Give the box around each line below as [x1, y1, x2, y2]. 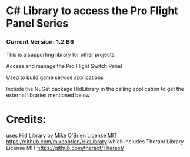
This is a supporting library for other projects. [6, 51, 116, 58]
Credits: [6, 112, 46, 126]
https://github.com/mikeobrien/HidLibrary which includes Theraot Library [6, 138, 184, 145]
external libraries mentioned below [6, 91, 90, 99]
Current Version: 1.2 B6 [6, 38, 75, 46]
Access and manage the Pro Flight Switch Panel [6, 63, 122, 70]
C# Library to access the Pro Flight [6, 4, 178, 18]
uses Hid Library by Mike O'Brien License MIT [6, 132, 118, 139]
